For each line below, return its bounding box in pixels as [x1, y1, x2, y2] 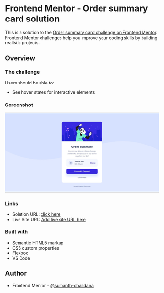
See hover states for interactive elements [12, 89, 95, 95]
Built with [5, 229, 28, 235]
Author [5, 270, 27, 278]
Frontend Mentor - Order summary [5, 3, 148, 14]
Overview [5, 54, 36, 63]
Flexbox [12, 250, 28, 256]
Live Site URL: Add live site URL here [12, 216, 86, 222]
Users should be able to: [5, 80, 55, 85]
